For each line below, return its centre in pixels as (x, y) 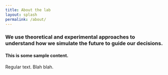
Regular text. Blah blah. (29, 67)
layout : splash (21, 15)
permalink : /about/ (26, 19)
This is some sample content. (37, 55)
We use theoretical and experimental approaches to (70, 37)
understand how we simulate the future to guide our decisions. (84, 44)
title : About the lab (28, 10)
